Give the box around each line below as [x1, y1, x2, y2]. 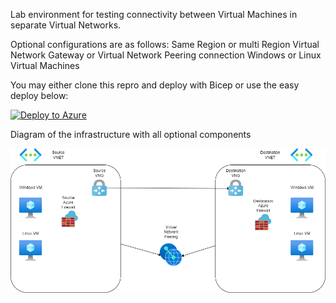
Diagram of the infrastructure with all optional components [10, 129, 252, 140]
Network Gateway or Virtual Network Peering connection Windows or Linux [10, 49, 322, 61]
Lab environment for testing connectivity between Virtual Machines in [10, 9, 298, 20]
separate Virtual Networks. [10, 19, 122, 31]
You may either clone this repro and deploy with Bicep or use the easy [10, 79, 300, 91]
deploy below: [10, 90, 69, 101]
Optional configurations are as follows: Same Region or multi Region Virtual [10, 39, 320, 50]
